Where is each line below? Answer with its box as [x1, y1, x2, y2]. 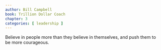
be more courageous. [5, 40, 50, 46]
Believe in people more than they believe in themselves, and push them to [5, 34, 157, 40]
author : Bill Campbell [5, 7, 52, 12]
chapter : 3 [5, 16, 28, 21]
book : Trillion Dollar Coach [5, 12, 66, 17]
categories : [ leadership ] [5, 21, 64, 26]
